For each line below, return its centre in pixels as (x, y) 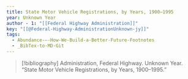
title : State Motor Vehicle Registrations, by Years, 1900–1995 (90, 12)
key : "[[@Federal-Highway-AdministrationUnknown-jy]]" (78, 29)
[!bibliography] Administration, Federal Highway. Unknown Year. (102, 63)
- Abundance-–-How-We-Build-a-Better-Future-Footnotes (83, 40)
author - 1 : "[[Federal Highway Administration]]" (72, 23)
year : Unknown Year (31, 18)
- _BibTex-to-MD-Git (38, 46)
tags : (13, 35)
